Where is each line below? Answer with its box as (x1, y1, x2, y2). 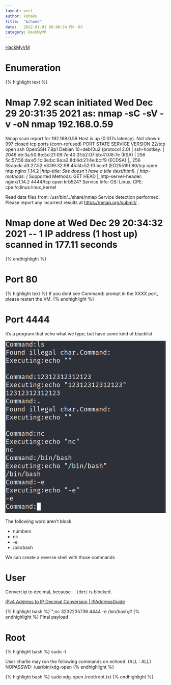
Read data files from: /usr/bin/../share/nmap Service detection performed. (5, 194, 160, 200)
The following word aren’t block (5, 518, 72, 524)
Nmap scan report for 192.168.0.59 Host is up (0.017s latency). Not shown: (5, 136, 161, 141)
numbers (12, 528, 32, 534)
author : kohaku (5, 13, 38, 19)
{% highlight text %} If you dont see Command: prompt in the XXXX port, (5, 291, 159, 297)
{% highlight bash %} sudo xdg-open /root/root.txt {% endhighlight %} (5, 674, 154, 680)
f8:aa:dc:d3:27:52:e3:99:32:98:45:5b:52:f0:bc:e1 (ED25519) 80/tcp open (5, 163, 158, 168)
